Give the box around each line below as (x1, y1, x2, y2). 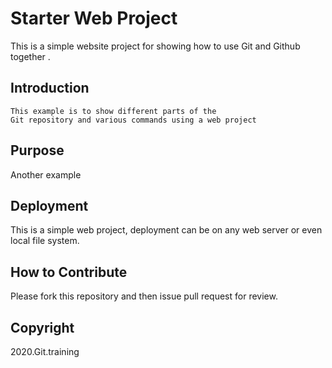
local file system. (10, 235, 80, 247)
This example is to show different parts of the (10, 106, 217, 116)
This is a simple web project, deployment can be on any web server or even (10, 224, 323, 236)
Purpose (10, 142, 65, 159)
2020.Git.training (10, 346, 80, 357)
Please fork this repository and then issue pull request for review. (10, 290, 278, 302)
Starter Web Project (10, 7, 178, 30)
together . (10, 50, 51, 62)
